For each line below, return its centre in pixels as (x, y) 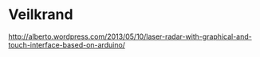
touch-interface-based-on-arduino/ (67, 44)
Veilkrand (41, 15)
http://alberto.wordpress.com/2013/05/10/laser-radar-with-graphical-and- (130, 36)
